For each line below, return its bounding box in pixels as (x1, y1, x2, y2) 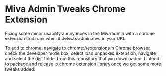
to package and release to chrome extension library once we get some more (5, 61, 161, 67)
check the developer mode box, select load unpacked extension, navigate (5, 50, 156, 56)
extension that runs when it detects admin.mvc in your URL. (5, 36, 127, 41)
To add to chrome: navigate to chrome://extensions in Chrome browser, (5, 45, 151, 51)
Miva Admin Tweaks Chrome (5, 3, 126, 15)
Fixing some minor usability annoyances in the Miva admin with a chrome (5, 30, 155, 36)
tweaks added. (5, 66, 36, 72)
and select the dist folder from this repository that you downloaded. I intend (5, 55, 160, 61)
